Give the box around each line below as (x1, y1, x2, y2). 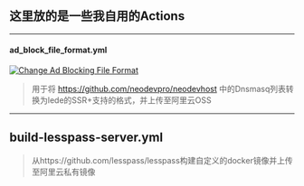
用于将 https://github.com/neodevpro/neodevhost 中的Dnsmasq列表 (31, 84, 287, 95)
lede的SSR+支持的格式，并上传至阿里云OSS (47, 95, 212, 106)
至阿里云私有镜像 (31, 166, 96, 177)
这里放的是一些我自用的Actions (9, 8, 185, 24)
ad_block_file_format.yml (9, 44, 108, 56)
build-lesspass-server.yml (9, 130, 164, 145)
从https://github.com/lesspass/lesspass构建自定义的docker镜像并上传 (31, 154, 293, 165)
